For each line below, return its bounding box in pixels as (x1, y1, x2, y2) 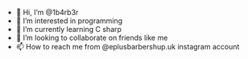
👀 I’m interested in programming (15, 16, 123, 26)
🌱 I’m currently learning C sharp (15, 25, 122, 33)
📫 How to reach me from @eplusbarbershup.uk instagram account (15, 42, 240, 51)
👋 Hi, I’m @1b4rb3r (15, 8, 79, 17)
